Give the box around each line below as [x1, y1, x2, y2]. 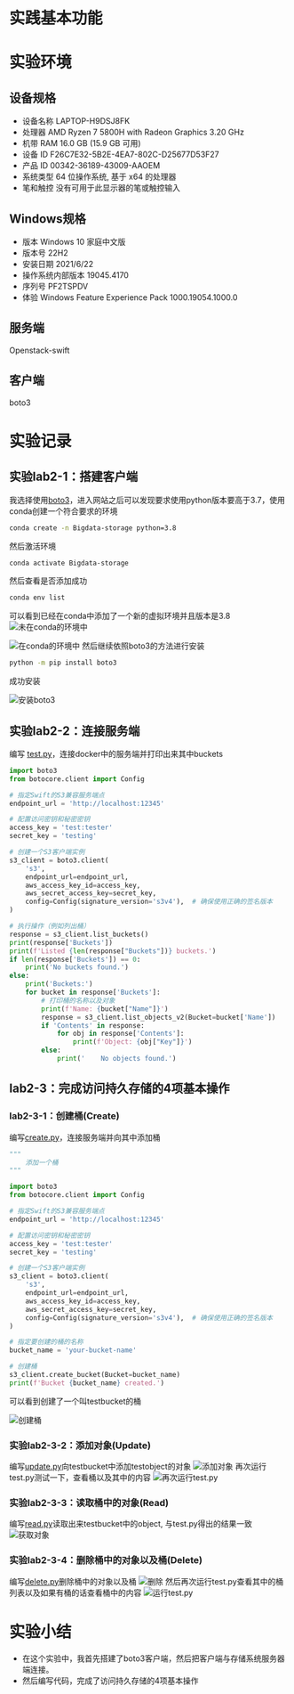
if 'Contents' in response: [41, 1021, 145, 1030]
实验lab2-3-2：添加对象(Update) [9, 1439, 151, 1452]
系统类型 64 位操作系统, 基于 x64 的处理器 [21, 171, 177, 183]
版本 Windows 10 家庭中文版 [21, 237, 126, 247]
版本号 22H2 [21, 248, 68, 258]
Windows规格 [9, 211, 86, 226]
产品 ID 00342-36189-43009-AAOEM [21, 160, 161, 171]
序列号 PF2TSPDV [21, 281, 89, 291]
